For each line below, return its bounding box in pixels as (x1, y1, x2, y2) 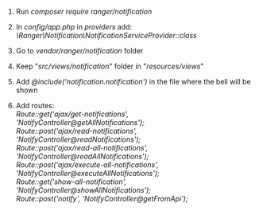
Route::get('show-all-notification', (15, 177, 127, 186)
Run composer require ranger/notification (15, 7, 153, 16)
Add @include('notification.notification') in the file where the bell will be (15, 77, 252, 86)
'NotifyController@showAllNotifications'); (15, 186, 152, 194)
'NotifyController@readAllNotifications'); (15, 151, 149, 161)
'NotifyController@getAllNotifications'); (15, 118, 145, 127)
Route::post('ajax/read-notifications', (15, 127, 137, 135)
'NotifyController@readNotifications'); (15, 135, 141, 144)
